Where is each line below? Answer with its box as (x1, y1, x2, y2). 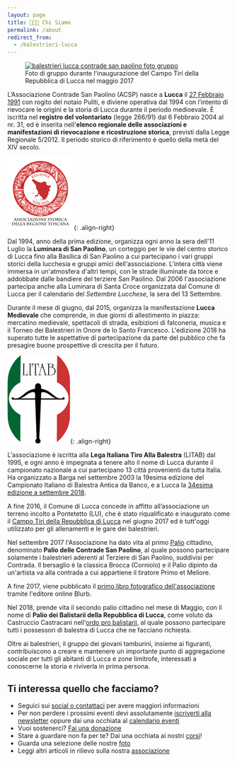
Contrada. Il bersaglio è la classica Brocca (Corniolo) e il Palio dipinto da (7, 561, 218, 570)
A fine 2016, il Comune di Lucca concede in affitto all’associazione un (7, 502, 209, 511)
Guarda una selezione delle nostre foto (17, 739, 131, 747)
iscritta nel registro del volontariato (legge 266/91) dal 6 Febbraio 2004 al (7, 113, 224, 122)
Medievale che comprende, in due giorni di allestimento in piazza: (7, 311, 200, 320)
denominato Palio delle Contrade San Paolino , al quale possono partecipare (7, 545, 230, 555)
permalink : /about (7, 26, 62, 33)
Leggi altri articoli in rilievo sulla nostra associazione (17, 746, 170, 755)
